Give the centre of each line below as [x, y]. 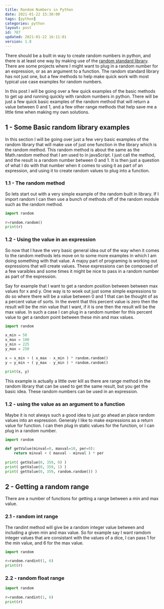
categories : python [25, 23]
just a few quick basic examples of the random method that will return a [77, 102]
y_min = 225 [17, 344]
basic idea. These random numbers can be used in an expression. [72, 392]
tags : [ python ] [21, 19]
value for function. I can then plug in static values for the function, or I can [80, 425]
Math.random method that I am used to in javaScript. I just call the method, [80, 155]
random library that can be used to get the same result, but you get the [77, 386]
